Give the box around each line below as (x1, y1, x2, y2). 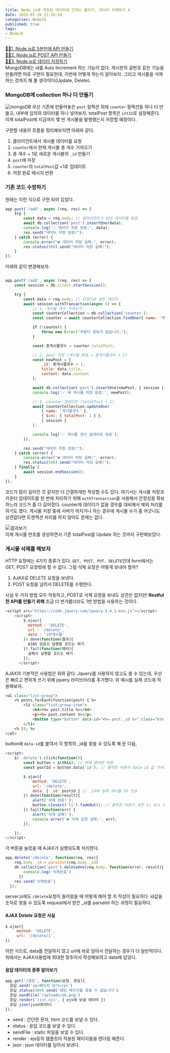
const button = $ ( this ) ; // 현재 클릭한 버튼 (23, 760, 114, 765)
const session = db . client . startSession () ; (14, 283, 108, 288)
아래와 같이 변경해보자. (5, 264, 50, 270)
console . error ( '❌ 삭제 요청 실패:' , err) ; (32, 816, 117, 822)
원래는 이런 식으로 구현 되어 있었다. (5, 196, 74, 202)
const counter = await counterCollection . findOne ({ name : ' (32, 315, 162, 321)
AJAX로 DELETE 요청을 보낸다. (12, 575, 75, 581)
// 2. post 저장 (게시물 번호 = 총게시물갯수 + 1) (32, 353, 127, 358)
